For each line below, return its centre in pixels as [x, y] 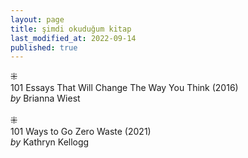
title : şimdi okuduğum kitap [71, 29]
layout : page [37, 19]
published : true [44, 47]
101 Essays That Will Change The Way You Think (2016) [124, 88]
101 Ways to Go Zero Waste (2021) [81, 132]
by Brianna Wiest [45, 98]
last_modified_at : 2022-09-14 [73, 38]
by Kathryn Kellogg [50, 142]
